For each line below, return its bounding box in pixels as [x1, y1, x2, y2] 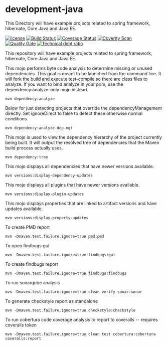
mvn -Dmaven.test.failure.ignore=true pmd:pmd [5, 234, 104, 239]
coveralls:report [5, 336, 42, 341]
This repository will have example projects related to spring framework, [5, 50, 152, 56]
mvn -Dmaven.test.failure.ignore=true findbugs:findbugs [5, 271, 127, 276]
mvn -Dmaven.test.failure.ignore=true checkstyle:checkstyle [5, 307, 136, 313]
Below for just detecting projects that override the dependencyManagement [5, 105, 162, 111]
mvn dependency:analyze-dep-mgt [5, 125, 73, 130]
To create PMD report [5, 224, 50, 230]
